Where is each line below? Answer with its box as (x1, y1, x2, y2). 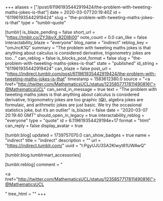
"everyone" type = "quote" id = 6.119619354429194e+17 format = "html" (5, 117, 151, 123)
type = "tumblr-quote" (21, 20, 66, 25)
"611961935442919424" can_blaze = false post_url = (5, 66, 112, 71)
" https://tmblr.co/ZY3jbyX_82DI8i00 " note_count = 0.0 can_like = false (5, 34, 147, 40)
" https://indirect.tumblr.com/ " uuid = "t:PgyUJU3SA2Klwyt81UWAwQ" (5, 143, 146, 148)
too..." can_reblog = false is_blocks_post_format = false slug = (5, 55, 131, 61)
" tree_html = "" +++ (5, 191, 47, 197)
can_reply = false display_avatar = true (5, 123, 83, 129)
